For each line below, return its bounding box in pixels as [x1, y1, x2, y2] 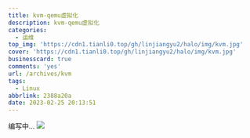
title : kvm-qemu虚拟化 [8, 11, 79, 20]
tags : [8, 77, 26, 85]
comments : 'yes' [8, 63, 61, 71]
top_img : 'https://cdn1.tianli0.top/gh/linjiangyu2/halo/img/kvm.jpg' [8, 41, 244, 49]
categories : [8, 26, 47, 34]
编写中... [8, 122, 35, 131]
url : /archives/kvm [8, 70, 72, 78]
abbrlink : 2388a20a [8, 92, 72, 100]
